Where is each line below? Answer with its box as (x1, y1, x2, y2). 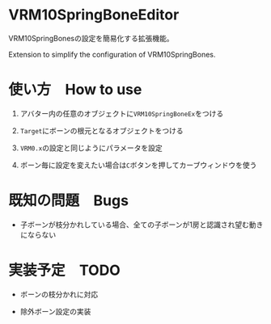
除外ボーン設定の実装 (19, 306, 91, 316)
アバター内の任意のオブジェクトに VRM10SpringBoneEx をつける (19, 108, 224, 118)
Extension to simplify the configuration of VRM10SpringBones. (8, 49, 216, 59)
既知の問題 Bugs (8, 191, 129, 210)
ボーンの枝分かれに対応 (19, 289, 99, 299)
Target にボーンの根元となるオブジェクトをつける (19, 125, 184, 135)
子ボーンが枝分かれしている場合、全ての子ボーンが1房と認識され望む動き (19, 220, 264, 229)
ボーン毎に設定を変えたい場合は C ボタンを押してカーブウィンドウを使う (19, 160, 257, 170)
